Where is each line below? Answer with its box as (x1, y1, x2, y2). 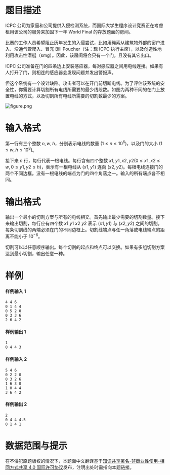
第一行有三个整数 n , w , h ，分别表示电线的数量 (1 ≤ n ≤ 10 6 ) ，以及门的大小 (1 (5, 139, 163, 146)
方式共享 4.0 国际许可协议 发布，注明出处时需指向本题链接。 (9, 464, 134, 470)
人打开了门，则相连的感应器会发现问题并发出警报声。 (5, 69, 116, 75)
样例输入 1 (5, 288, 26, 294)
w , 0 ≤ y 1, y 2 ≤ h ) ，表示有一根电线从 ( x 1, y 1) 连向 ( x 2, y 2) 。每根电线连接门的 (5, 164, 163, 170)
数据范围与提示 (5, 440, 68, 452)
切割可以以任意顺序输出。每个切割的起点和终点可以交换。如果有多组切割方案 (5, 244, 165, 250)
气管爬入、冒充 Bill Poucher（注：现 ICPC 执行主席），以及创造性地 (22, 46, 162, 52)
